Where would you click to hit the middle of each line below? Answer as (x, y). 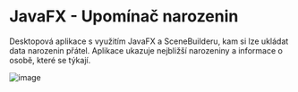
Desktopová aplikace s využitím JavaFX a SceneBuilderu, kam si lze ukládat (149, 41)
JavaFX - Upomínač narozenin (124, 17)
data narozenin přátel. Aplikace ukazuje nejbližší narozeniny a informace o (146, 50)
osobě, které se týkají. (50, 60)
